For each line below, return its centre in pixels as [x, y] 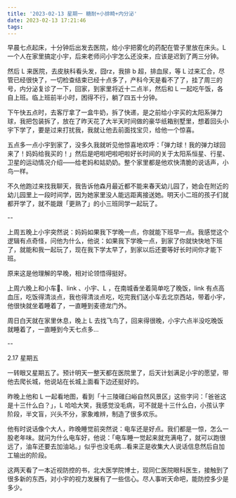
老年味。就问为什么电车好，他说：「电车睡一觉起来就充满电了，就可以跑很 [119, 438]
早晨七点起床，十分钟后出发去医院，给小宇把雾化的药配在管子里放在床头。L [117, 48]
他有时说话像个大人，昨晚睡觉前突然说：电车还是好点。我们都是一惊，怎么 [115, 429]
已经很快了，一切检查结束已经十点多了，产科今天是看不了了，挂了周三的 [118, 80]
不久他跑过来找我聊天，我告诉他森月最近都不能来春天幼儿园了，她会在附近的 [118, 186]
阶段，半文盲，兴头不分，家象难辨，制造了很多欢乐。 [84, 414]
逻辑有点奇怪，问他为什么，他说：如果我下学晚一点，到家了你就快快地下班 [115, 241]
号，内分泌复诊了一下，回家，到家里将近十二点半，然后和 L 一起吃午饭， [112, 89]
